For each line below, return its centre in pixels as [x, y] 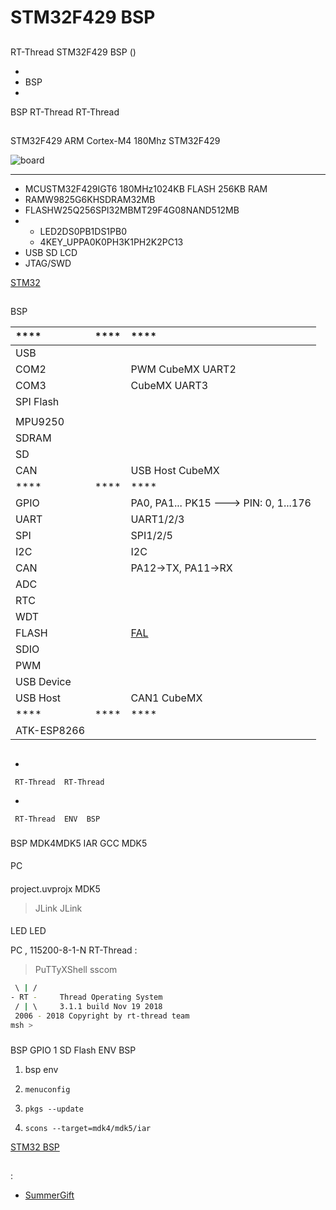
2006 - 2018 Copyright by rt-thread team [102, 1016]
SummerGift [49, 1195]
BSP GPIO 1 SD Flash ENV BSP [73, 1050]
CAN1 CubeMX [166, 698]
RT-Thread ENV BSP [57, 819]
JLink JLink [58, 908]
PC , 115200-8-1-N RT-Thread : [74, 950]
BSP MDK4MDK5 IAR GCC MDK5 [79, 843]
